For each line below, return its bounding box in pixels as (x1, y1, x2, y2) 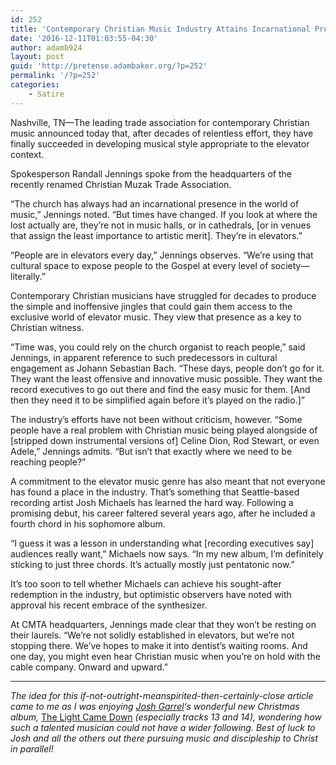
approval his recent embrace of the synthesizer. (10, 599, 208, 611)
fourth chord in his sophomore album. (10, 517, 166, 530)
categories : (10, 80, 60, 90)
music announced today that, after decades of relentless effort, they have (10, 127, 314, 139)
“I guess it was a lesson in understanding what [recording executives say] (10, 537, 315, 549)
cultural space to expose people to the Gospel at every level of (10, 259, 269, 271)
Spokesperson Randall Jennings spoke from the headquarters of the (10, 167, 292, 180)
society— (270, 259, 310, 271)
